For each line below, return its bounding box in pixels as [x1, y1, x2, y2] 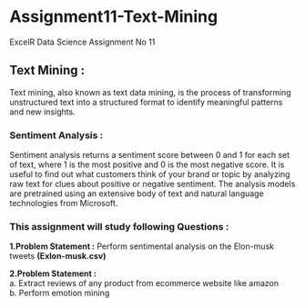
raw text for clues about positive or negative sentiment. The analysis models [9, 179, 296, 190]
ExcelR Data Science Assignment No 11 [9, 36, 156, 47]
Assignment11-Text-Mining [9, 6, 219, 27]
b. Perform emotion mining [9, 288, 110, 299]
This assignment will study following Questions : [9, 220, 229, 233]
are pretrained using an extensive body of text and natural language [9, 188, 264, 199]
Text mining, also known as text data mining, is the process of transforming [9, 86, 291, 97]
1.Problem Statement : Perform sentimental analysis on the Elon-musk [9, 241, 275, 252]
